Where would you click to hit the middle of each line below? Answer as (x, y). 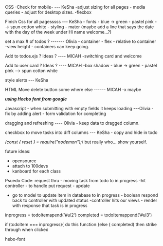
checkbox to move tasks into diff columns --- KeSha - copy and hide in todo (81, 132)
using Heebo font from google (36, 99)
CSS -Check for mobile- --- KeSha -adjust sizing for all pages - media (75, 7)
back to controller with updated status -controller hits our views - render (85, 200)
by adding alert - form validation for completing (59, 114)
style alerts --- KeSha (27, 80)
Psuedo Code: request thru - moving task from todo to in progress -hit (75, 180)
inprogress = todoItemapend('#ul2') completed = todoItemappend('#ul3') (79, 215)
